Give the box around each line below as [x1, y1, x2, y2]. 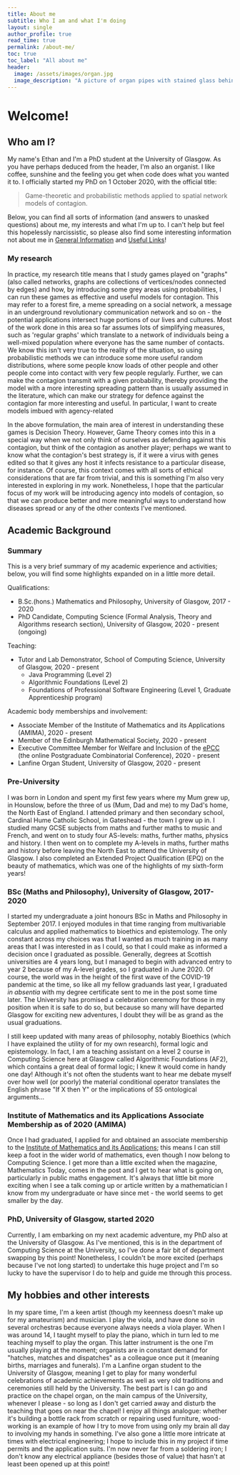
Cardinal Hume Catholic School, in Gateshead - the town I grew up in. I [7, 816, 216, 824]
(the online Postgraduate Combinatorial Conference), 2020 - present [17, 751, 220, 760]
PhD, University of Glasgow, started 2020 [7, 1214, 155, 1224]
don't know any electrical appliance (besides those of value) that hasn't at [7, 1452, 226, 1461]
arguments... [7, 1092, 45, 1101]
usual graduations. [7, 1018, 62, 1026]
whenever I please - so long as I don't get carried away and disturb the [7, 1399, 216, 1408]
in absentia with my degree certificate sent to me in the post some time [7, 987, 218, 996]
